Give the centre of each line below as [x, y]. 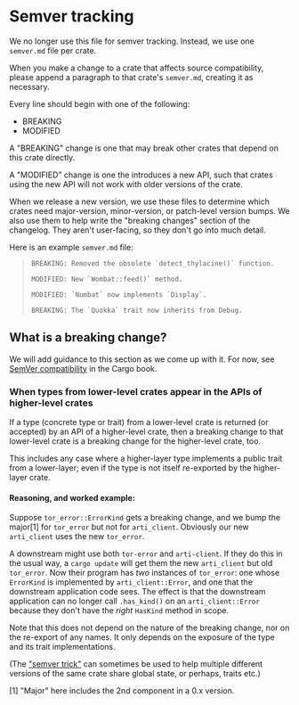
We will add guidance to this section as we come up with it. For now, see [142, 359]
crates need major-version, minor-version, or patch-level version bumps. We [149, 210]
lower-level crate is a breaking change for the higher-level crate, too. [135, 441]
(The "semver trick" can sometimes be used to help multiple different [136, 664]
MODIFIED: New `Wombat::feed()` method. [107, 279]
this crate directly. [42, 157]
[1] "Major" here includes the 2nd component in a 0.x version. [122, 691]
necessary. [30, 86]
